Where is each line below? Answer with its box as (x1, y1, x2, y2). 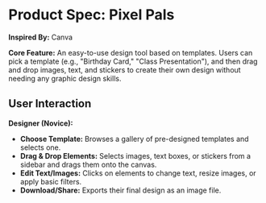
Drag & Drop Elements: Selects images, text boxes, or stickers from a (19, 151, 251, 160)
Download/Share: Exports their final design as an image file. (19, 185, 222, 195)
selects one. (19, 143, 61, 152)
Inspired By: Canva (8, 32, 73, 42)
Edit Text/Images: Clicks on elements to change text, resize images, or (19, 168, 256, 178)
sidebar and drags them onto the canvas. (19, 159, 157, 169)
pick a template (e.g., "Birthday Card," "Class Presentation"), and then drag (8, 56, 258, 66)
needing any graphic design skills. (8, 73, 122, 83)
